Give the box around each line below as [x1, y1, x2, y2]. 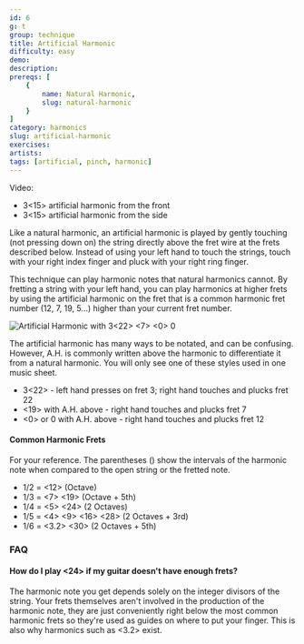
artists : [9, 148, 43, 157]
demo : [9, 55, 30, 65]
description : [9, 65, 59, 74]
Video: [9, 182, 34, 193]
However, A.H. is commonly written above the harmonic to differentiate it [9, 347, 281, 358]
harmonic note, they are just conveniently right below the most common [9, 605, 279, 616]
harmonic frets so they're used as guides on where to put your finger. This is [9, 615, 296, 626]
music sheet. [9, 367, 57, 377]
